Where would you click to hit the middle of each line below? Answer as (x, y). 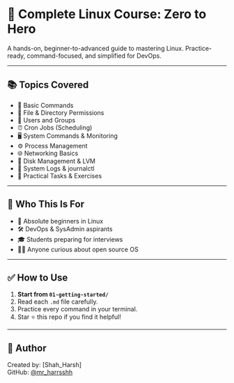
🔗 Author (27, 348)
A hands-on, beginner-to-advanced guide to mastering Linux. (95, 48)
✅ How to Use (38, 278)
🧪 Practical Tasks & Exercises (60, 175)
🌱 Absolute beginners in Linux (60, 221)
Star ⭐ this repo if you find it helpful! (69, 317)
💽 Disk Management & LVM (56, 161)
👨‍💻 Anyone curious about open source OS (78, 249)
